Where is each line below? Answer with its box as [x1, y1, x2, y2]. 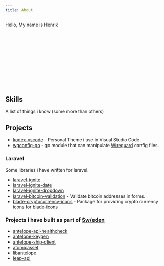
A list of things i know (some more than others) [5, 108, 104, 115]
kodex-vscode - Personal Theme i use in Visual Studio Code [12, 137, 139, 143]
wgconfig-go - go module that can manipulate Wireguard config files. [12, 142, 159, 149]
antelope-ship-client [12, 238, 56, 245]
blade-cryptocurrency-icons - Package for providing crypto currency [12, 198, 158, 204]
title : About [5, 7, 33, 13]
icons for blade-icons [12, 204, 58, 210]
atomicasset [12, 244, 39, 250]
